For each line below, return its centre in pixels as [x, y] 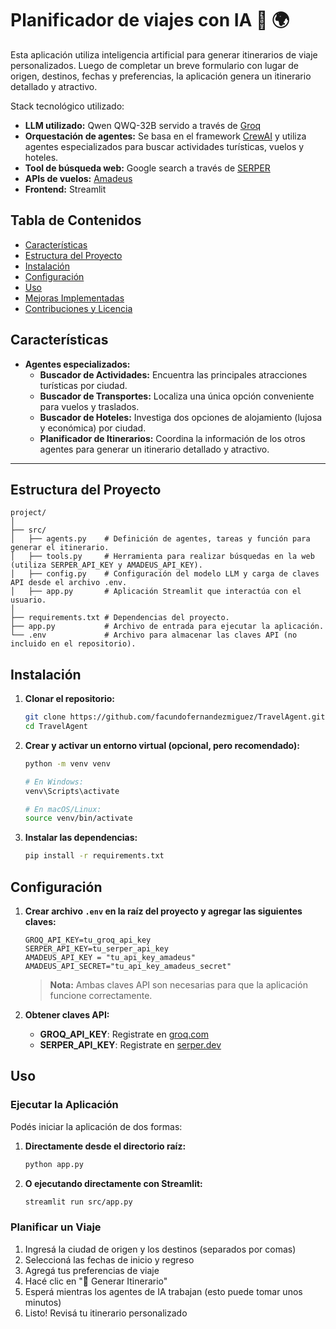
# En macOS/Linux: [63, 809]
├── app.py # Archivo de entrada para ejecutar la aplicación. [167, 627]
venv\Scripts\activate [72, 791]
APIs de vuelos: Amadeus [78, 178]
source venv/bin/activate [78, 818]
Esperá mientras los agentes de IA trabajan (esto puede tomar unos [163, 1291]
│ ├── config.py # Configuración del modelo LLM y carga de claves [165, 574]
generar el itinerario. [60, 548]
